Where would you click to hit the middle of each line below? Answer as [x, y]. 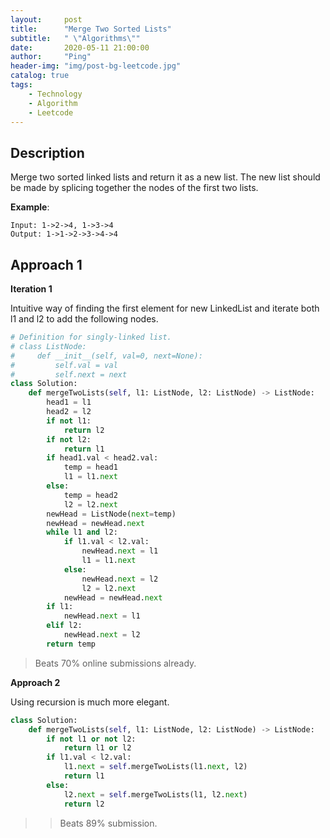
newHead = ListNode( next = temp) [111, 514]
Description [47, 152]
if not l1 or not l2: [91, 739]
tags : [21, 85]
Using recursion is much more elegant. [90, 702]
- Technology [55, 94]
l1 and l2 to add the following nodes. [84, 319]
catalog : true [40, 76]
